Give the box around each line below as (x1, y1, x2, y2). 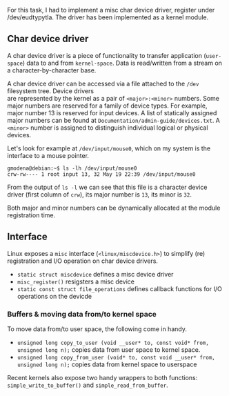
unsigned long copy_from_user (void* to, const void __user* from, (17, 354, 215, 361)
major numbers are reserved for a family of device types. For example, (7, 101, 208, 110)
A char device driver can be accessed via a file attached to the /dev (7, 79, 199, 88)
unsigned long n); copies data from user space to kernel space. (17, 345, 201, 354)
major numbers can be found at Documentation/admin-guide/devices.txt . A (7, 116, 221, 124)
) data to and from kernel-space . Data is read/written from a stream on (22, 59, 223, 67)
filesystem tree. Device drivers (7, 86, 94, 95)
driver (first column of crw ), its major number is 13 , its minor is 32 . (7, 190, 192, 199)
